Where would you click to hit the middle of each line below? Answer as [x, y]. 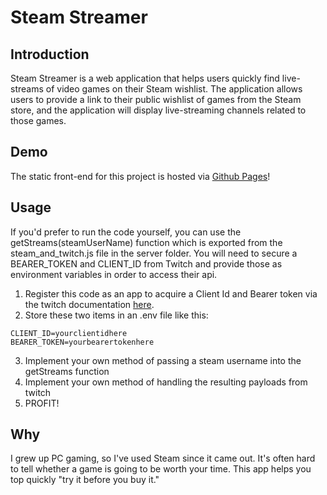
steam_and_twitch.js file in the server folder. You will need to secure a [154, 253]
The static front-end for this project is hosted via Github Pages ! [140, 176]
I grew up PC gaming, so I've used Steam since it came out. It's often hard [163, 458]
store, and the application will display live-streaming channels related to [158, 110]
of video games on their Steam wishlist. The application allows [174, 89]
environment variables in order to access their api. [114, 274]
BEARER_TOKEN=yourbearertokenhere [82, 342]
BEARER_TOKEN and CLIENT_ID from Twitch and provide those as [146, 263]
